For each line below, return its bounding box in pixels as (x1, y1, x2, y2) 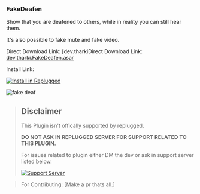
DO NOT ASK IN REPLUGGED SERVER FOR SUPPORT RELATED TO (20, 134, 187, 141)
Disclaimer (20, 106, 62, 116)
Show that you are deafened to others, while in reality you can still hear (6, 19, 181, 26)
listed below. (20, 158, 52, 165)
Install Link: (6, 66, 34, 73)
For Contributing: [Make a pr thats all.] (20, 181, 115, 188)
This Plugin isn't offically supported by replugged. (20, 122, 144, 130)
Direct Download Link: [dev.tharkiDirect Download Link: (6, 48, 143, 55)
